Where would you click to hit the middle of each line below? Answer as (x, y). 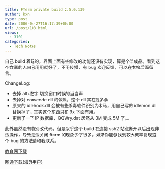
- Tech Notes (23, 46)
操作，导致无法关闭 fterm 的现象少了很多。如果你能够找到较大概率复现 (81, 135)
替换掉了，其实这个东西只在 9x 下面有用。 (55, 112)
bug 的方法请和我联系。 (35, 140)
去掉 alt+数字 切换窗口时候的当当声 (48, 93)
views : (12, 33)
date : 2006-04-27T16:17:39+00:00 (39, 23)
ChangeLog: (18, 83)
